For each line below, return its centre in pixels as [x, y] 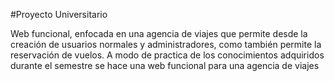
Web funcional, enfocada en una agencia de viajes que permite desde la [159, 33]
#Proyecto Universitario [59, 14]
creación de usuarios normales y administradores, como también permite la [166, 44]
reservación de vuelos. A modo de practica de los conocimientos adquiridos [167, 55]
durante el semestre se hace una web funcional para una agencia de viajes [165, 65]
